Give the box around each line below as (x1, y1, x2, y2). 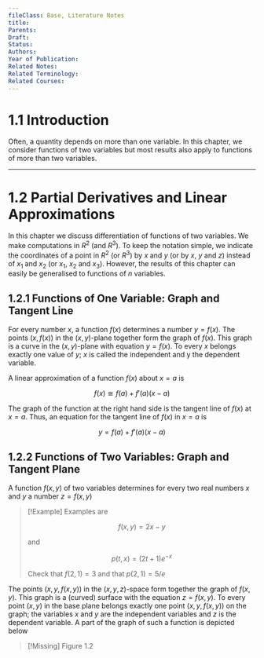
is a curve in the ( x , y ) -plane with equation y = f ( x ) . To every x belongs (8, 342, 236, 351)
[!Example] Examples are (27, 507, 108, 517)
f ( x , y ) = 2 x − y (117, 522, 167, 532)
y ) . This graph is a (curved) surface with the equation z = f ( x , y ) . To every (8, 592, 246, 601)
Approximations (8, 205, 115, 223)
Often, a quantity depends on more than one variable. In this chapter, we (8, 137, 243, 146)
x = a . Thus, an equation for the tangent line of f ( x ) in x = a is (8, 412, 207, 422)
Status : (8, 41, 34, 49)
